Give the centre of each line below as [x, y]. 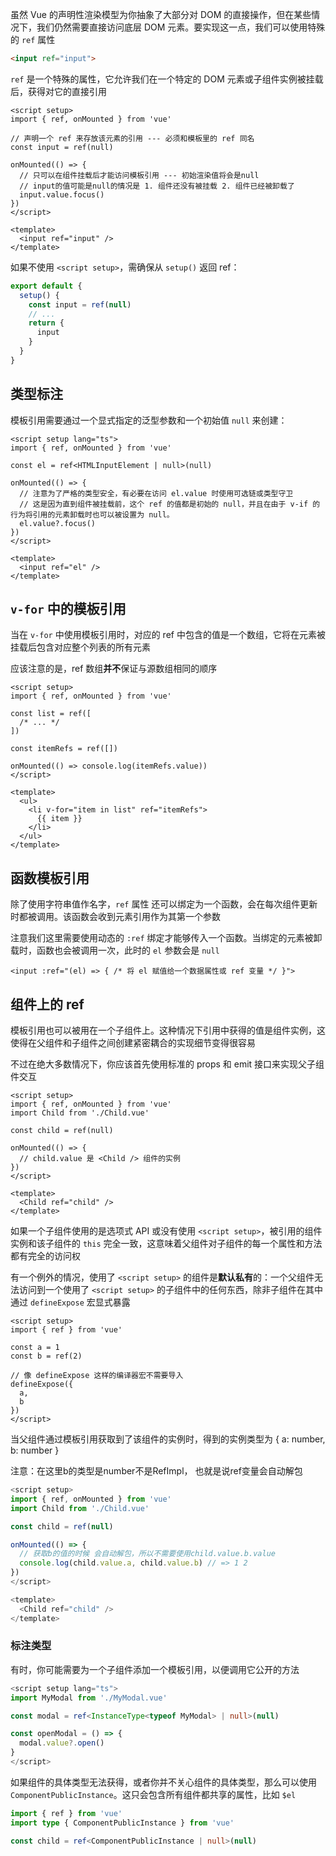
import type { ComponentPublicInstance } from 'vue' [122, 1823]
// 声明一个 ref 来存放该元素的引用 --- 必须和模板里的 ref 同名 [132, 138]
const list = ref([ [51, 714]
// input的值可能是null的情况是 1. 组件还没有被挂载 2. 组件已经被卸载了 [157, 186]
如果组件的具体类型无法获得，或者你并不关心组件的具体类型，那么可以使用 [163, 1782]
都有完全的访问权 [45, 1256]
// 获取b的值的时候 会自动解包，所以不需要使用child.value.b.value [147, 1554]
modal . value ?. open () [62, 1743]
